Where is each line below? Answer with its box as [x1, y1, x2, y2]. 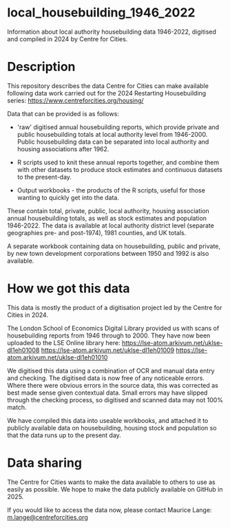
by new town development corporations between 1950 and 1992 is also [7, 249, 209, 257]
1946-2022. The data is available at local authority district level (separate [7, 221, 215, 230]
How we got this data [7, 280, 130, 296]
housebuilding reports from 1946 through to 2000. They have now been [7, 331, 211, 340]
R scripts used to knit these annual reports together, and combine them [17, 158, 219, 166]
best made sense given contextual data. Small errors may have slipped [7, 388, 208, 397]
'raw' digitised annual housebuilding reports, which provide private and [17, 122, 220, 131]
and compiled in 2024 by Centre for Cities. [7, 34, 128, 43]
